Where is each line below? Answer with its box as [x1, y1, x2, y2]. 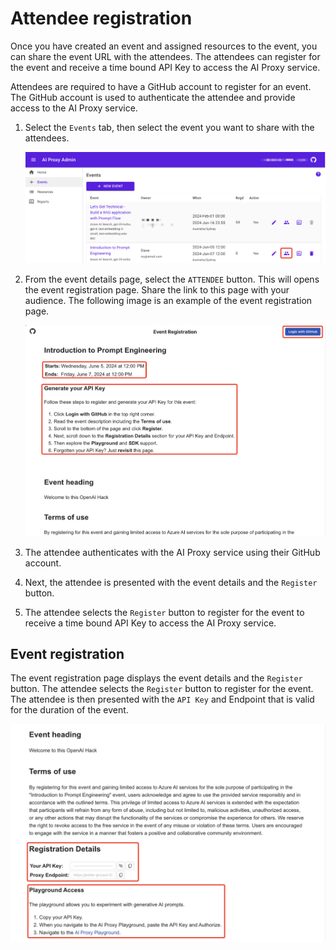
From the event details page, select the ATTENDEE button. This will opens [24, 273, 320, 285]
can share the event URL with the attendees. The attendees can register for [10, 50, 321, 62]
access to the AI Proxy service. [10, 102, 138, 114]
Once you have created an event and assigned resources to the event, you [10, 40, 318, 52]
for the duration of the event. [10, 704, 129, 716]
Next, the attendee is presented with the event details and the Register [24, 576, 318, 588]
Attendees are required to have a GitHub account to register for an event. [10, 80, 312, 92]
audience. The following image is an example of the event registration [24, 294, 313, 306]
